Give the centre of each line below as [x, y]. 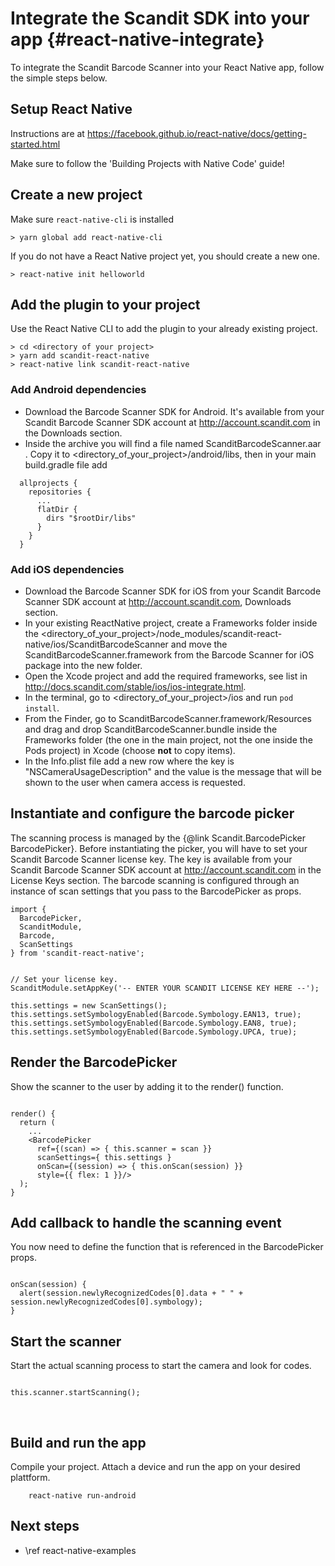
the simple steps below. [59, 78]
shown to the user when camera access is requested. [135, 782]
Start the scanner [66, 1341]
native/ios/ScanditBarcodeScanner [96, 644]
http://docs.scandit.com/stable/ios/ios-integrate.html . [135, 686]
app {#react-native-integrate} [137, 39]
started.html [35, 144]
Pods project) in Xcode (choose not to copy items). [130, 750]
